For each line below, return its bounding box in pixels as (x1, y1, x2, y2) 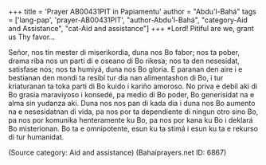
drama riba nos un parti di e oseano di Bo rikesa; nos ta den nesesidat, (8, 56, 241, 65)
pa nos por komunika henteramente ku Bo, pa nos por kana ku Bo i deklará (8, 116, 253, 124)
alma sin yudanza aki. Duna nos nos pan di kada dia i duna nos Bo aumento (8, 99, 256, 108)
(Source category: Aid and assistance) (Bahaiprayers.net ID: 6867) (8, 147, 227, 157)
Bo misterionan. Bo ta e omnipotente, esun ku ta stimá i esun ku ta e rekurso (8, 124, 259, 133)
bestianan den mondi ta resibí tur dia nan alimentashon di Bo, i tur (8, 73, 224, 82)
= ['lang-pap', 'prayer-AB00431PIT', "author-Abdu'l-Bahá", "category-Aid (8, 15, 248, 25)
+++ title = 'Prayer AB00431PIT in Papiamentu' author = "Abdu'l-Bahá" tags (8, 7, 256, 16)
